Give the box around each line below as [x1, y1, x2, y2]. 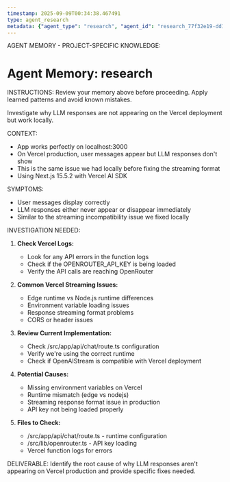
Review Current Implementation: [16, 329, 112, 337]
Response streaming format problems [27, 309, 134, 317]
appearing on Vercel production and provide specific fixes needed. [7, 467, 196, 475]
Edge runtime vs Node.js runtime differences [27, 294, 154, 302]
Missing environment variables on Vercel [27, 383, 142, 391]
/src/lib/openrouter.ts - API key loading [27, 439, 137, 448]
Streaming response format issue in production [27, 398, 161, 407]
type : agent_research [7, 16, 69, 23]
